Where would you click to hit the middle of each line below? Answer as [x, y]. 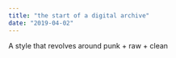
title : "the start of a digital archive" [79, 15]
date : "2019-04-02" [41, 23]
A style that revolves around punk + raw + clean [88, 45]
